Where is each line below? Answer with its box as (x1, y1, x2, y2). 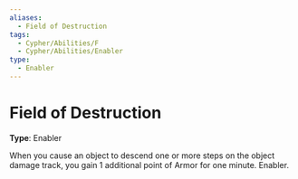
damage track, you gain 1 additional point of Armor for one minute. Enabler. (9, 159, 290, 170)
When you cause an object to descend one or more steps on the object (9, 150, 275, 161)
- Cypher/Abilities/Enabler (17, 47, 124, 56)
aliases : (9, 13, 43, 23)
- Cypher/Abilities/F (17, 38, 100, 48)
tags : (9, 30, 30, 39)
